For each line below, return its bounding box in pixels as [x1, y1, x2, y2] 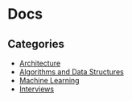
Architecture [19, 58, 61, 68]
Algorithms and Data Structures [19, 67, 124, 77]
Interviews [19, 84, 54, 94]
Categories [7, 37, 65, 51]
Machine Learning [19, 76, 80, 85]
